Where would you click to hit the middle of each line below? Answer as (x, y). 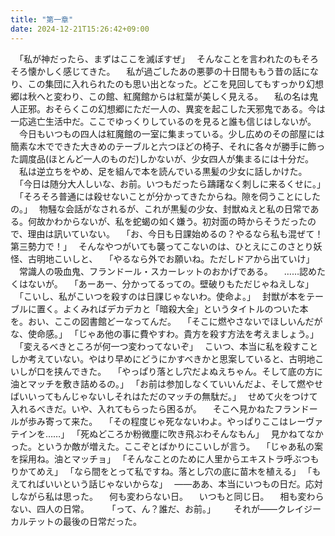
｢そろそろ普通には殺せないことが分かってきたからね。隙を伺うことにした (169, 196)
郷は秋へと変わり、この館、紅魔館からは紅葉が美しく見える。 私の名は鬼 (164, 96)
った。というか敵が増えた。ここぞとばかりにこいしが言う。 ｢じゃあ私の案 (167, 446)
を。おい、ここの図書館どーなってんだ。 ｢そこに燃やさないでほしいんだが (166, 321)
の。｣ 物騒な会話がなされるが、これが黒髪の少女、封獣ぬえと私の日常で (160, 208)
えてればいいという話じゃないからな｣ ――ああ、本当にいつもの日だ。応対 (166, 483)
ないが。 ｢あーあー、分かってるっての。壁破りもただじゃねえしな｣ (168, 283)
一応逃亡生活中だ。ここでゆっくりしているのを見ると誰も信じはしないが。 (163, 121)
